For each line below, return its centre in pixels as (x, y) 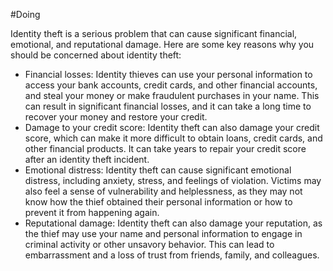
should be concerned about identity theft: (96, 55)
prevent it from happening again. (92, 212)
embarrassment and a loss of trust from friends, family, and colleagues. (172, 255)
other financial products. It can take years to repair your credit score (165, 148)
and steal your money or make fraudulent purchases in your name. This (172, 95)
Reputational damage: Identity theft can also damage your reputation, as (173, 223)
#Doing (25, 14)
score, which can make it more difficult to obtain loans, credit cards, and (173, 138)
